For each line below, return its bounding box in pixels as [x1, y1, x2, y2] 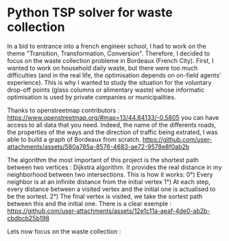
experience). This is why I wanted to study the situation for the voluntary [7, 78, 212, 86]
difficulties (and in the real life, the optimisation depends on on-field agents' [7, 71, 221, 79]
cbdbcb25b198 [7, 214, 50, 222]
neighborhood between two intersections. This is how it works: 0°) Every [7, 170, 213, 179]
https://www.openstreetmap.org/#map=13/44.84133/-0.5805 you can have [7, 113, 219, 121]
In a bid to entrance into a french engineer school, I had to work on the [7, 42, 207, 50]
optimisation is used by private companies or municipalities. [7, 92, 176, 101]
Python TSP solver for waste [7, 5, 173, 21]
